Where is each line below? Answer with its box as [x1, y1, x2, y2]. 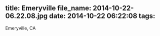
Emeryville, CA [5, 25, 36, 31]
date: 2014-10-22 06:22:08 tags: [49, 12, 155, 20]
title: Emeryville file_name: [5, 4, 92, 12]
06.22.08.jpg [5, 12, 48, 20]
